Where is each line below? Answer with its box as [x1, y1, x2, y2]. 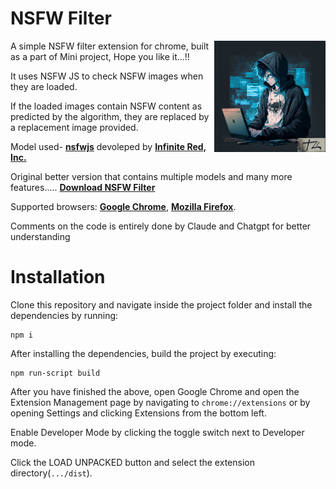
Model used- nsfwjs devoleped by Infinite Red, [10, 140, 207, 152]
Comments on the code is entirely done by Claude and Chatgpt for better [10, 220, 312, 232]
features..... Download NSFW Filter [10, 181, 156, 193]
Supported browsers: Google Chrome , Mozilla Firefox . [10, 200, 237, 212]
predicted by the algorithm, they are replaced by [10, 110, 210, 122]
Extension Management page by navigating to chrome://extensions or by [10, 396, 311, 408]
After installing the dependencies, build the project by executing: [10, 347, 277, 359]
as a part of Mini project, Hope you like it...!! [10, 50, 190, 62]
